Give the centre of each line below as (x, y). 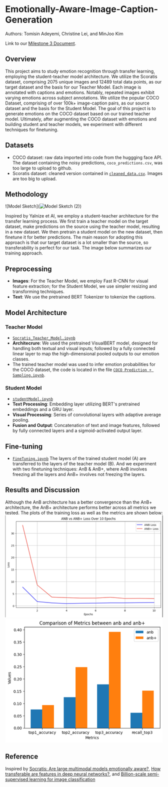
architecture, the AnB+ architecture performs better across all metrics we (81, 507)
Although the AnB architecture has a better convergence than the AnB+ (79, 502)
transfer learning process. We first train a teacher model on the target (77, 221)
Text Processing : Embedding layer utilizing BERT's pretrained (76, 404)
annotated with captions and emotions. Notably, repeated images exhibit (80, 92)
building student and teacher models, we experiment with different (74, 124)
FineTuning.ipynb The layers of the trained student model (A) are (79, 458)
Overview (21, 59)
